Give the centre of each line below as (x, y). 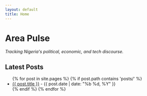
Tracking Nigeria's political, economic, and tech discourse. (64, 52)
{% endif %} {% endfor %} (39, 89)
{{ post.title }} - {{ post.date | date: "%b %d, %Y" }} (64, 84)
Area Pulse (28, 38)
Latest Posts (24, 67)
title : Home (17, 14)
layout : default (21, 10)
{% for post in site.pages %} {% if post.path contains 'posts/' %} (77, 79)
